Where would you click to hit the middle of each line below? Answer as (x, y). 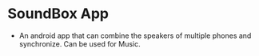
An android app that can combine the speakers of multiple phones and (135, 35)
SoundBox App (58, 14)
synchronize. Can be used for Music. (80, 43)
